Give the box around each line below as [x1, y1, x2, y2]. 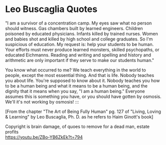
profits [5, 128, 19, 134]
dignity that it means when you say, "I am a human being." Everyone [5, 88, 145, 94]
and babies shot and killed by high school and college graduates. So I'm [5, 36, 153, 42]
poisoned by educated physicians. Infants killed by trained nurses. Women [5, 30, 158, 36]
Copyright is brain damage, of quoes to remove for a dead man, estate [5, 123, 150, 129]
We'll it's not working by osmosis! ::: [5, 98, 79, 104]
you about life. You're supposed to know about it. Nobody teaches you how [5, 77, 160, 83]
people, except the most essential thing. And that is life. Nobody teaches [5, 72, 155, 78]
